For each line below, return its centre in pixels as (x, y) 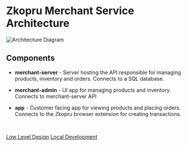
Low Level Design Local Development (52, 137)
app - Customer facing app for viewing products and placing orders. (98, 108)
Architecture (38, 23)
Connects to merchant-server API (55, 96)
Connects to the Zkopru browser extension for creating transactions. (98, 114)
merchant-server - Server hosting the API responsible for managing (98, 72)
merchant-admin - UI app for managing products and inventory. (93, 90)
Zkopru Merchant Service (70, 11)
